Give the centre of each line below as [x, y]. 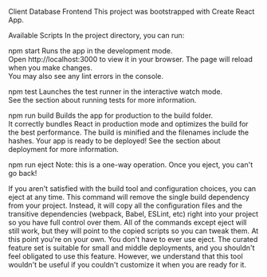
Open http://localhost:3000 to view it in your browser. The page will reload [130, 59]
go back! [23, 173]
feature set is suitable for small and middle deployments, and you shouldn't [132, 248]
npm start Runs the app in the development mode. [90, 51]
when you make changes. [51, 68]
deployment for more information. [64, 149]
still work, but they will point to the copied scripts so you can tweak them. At [133, 231]
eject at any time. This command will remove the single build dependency [129, 197]
